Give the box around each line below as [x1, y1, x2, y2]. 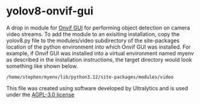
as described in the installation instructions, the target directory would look [6, 56, 192, 63]
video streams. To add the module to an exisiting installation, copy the [6, 30, 180, 37]
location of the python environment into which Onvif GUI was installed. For [6, 43, 191, 50]
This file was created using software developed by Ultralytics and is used [6, 84, 189, 91]
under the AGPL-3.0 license [6, 91, 75, 98]
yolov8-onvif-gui [6, 4, 93, 18]
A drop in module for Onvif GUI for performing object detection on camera [6, 24, 190, 31]
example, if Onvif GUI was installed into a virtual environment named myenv [6, 49, 194, 57]
